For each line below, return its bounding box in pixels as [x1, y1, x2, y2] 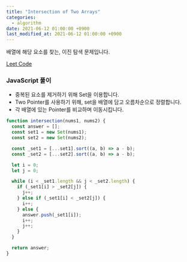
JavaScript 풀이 [6, 76, 52, 85]
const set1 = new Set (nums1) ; [11, 130, 87, 135]
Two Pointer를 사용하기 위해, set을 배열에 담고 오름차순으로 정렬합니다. [14, 98, 182, 106]
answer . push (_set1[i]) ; [22, 212, 82, 218]
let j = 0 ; [11, 167, 39, 174]
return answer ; [11, 245, 50, 251]
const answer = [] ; [11, 124, 61, 130]
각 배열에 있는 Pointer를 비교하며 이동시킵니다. [14, 106, 124, 113]
